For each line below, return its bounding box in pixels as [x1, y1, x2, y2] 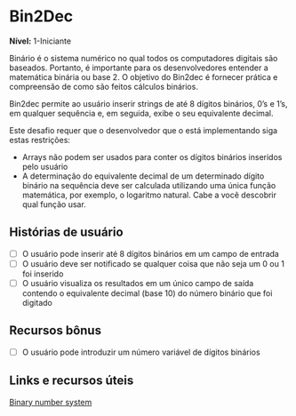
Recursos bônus [9, 323, 102, 339]
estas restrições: [9, 134, 71, 145]
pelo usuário [21, 161, 68, 172]
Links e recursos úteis [9, 373, 134, 388]
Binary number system [9, 396, 92, 407]
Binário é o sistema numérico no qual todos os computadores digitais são [9, 52, 278, 63]
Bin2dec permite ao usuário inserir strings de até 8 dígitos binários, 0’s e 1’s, [9, 98, 288, 108]
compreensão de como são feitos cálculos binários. [9, 81, 198, 92]
